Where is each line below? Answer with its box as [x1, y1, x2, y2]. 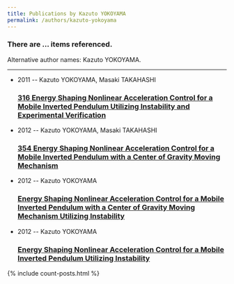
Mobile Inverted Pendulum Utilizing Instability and [17, 102, 190, 111]
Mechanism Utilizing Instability [17, 212, 125, 221]
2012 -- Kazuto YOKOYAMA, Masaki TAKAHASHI [17, 126, 158, 134]
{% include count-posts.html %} [7, 269, 100, 277]
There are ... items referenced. [7, 40, 113, 49]
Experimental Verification [17, 110, 107, 120]
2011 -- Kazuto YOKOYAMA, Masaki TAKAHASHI [17, 75, 157, 84]
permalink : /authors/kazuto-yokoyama [7, 17, 117, 24]
